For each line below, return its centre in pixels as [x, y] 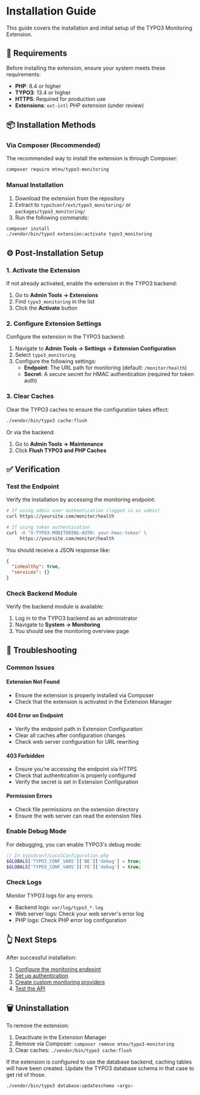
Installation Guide [51, 11]
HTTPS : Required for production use [60, 99]
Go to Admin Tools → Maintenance [59, 444]
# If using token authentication [48, 527]
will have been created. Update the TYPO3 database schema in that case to [100, 1068]
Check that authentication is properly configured [75, 776]
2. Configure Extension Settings [54, 323]
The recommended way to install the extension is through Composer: [92, 158]
